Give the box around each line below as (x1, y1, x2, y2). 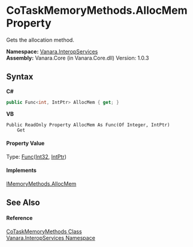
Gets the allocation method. (6, 36, 75, 43)
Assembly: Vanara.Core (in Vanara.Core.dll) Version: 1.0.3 (6, 54, 149, 61)
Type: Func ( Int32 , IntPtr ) (6, 153, 67, 160)
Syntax (6, 72, 34, 82)
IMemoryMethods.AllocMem (6, 180, 77, 188)
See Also (6, 198, 40, 208)
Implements (6, 166, 37, 174)
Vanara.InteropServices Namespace (6, 234, 96, 241)
